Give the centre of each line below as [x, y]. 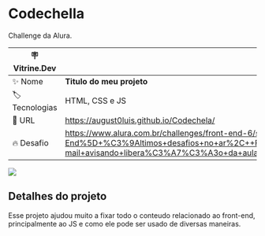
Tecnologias [35, 107]
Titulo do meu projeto [106, 81]
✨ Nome [28, 81]
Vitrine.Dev [35, 68]
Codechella [47, 14]
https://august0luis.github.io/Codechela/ [140, 120]
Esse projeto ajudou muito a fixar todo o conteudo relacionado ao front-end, [132, 215]
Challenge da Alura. [40, 35]
